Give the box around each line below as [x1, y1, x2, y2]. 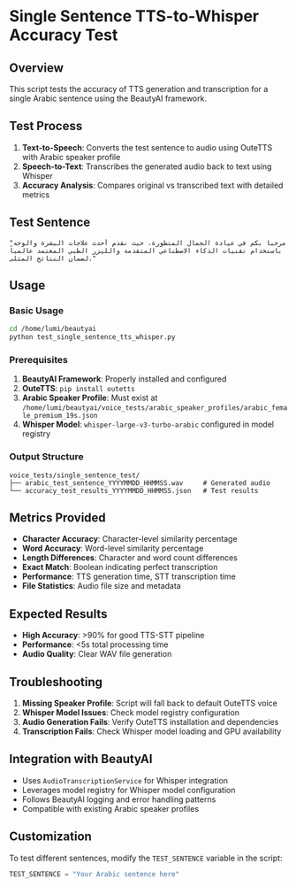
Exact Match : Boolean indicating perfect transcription [21, 562, 218, 573]
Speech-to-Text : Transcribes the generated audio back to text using [21, 161, 272, 172]
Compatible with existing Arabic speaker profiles [21, 803, 200, 814]
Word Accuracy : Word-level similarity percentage [21, 543, 204, 554]
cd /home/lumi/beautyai [9, 325, 97, 334]
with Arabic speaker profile [21, 151, 121, 162]
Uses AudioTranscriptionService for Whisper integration [21, 775, 228, 785]
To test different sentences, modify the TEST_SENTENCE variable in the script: [9, 852, 283, 863]
